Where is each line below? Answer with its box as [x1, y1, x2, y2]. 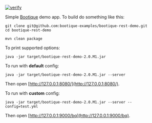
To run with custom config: [5, 90, 60, 96]
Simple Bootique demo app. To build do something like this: [5, 14, 125, 20]
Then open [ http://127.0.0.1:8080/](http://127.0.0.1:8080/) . [5, 81, 120, 86]
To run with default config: [5, 63, 59, 68]
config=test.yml [5, 104, 38, 109]
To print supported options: [5, 45, 60, 51]
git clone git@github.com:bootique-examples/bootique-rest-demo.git [5, 23, 148, 28]
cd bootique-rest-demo [5, 28, 51, 33]
